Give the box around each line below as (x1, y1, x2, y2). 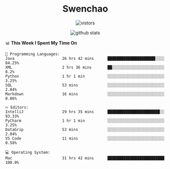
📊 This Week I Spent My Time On (5, 40, 77, 46)
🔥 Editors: (5, 105, 29, 110)
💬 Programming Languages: (5, 51, 60, 56)
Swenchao (62, 3, 108, 15)
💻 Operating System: (5, 150, 51, 155)
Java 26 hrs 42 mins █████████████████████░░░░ (5, 56, 165, 61)
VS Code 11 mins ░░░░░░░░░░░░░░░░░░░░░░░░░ (5, 136, 165, 141)
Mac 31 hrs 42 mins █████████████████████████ (5, 155, 165, 160)
